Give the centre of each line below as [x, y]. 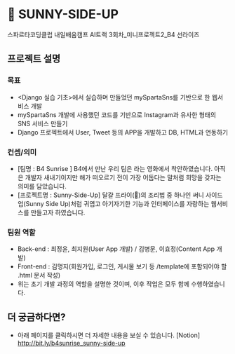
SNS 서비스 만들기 [42, 123]
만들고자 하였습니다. [58, 212]
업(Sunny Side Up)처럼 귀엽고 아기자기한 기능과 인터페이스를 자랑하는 [113, 203]
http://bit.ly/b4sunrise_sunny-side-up [71, 343]
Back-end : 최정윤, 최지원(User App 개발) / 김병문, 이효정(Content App [116, 249]
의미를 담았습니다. [42, 186]
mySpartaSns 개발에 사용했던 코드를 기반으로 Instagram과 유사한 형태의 [116, 114]
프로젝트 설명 [34, 59]
